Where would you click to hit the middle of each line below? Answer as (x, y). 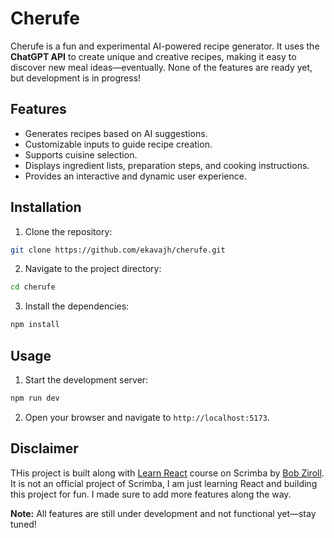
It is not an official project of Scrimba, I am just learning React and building (164, 483)
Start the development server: (86, 380)
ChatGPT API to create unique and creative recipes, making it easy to (153, 56)
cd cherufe (33, 287)
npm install (35, 325)
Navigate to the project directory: (93, 269)
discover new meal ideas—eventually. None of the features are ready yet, (161, 67)
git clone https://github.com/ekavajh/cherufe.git (118, 250)
